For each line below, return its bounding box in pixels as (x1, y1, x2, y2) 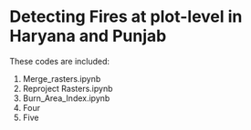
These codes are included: (9, 55, 110, 66)
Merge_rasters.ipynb (22, 73, 101, 84)
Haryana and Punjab (9, 25, 167, 46)
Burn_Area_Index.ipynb (22, 93, 110, 104)
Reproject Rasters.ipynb (22, 83, 113, 94)
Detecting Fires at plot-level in (9, 6, 243, 27)
